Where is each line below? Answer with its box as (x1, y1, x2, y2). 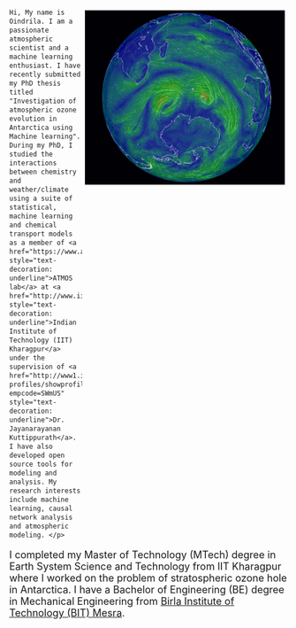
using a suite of (9, 194, 73, 203)
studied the (9, 150, 53, 159)
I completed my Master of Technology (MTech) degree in (9, 548, 277, 561)
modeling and (9, 469, 57, 477)
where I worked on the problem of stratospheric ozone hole (9, 572, 287, 585)
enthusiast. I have (9, 61, 81, 70)
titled (9, 88, 34, 97)
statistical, (9, 203, 57, 212)
